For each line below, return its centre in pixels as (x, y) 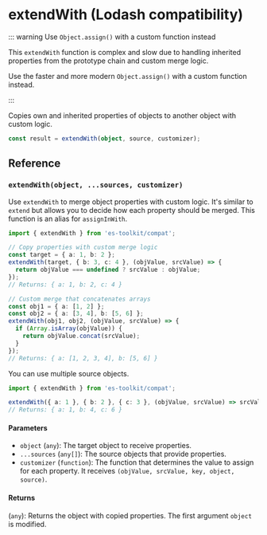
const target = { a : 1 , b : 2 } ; (62, 255)
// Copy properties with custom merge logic (83, 248)
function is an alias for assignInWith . (68, 218)
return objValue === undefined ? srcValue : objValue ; (108, 269)
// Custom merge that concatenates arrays (79, 299)
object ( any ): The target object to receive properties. (106, 446)
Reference (35, 164)
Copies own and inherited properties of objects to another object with (122, 115)
